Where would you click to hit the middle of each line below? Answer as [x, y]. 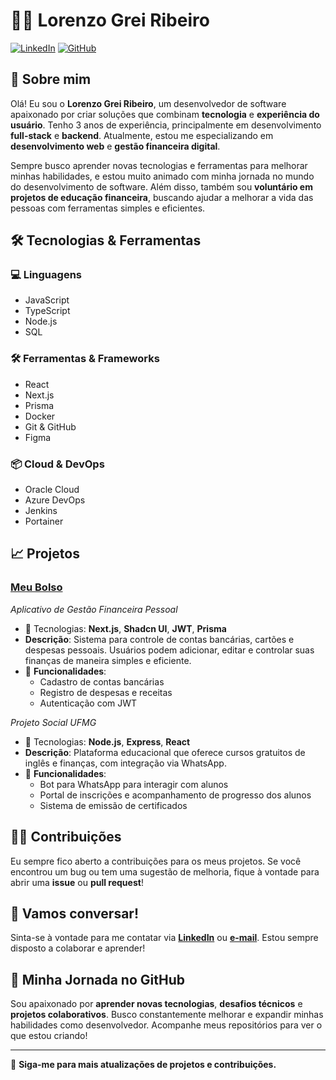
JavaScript [47, 300]
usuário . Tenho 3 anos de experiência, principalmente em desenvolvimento [166, 125]
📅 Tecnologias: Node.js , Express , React [107, 741]
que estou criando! [49, 1036]
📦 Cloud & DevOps [57, 464]
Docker [40, 416]
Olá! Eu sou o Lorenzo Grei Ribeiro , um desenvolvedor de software [148, 103]
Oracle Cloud [52, 490]
